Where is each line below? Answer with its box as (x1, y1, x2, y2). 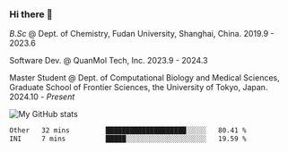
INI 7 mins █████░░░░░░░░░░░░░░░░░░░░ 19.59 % (9, 134, 247, 144)
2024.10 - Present (9, 91, 75, 102)
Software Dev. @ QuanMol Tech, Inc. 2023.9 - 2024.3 (9, 55, 208, 66)
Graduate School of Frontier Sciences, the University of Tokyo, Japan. (9, 82, 268, 93)
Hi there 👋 (9, 8, 54, 21)
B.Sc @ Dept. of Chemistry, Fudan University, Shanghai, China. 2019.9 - (9, 29, 275, 39)
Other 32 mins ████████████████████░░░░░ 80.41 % (9, 126, 247, 135)
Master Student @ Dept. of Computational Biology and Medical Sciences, (9, 72, 280, 83)
